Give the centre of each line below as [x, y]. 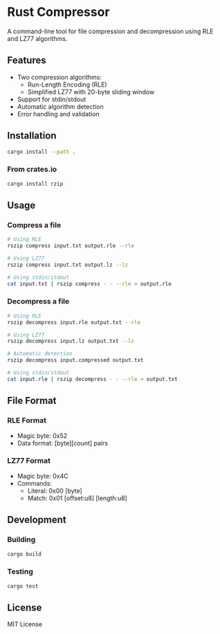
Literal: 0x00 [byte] [55, 491]
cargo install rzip [35, 184]
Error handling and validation [58, 114]
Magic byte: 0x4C [43, 476]
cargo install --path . [42, 152]
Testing [20, 572]
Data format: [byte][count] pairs [63, 443]
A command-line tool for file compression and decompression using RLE [110, 31]
